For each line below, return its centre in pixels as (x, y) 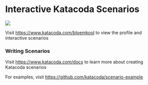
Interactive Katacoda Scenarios (72, 9)
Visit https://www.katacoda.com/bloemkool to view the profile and (73, 32)
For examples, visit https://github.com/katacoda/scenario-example (74, 77)
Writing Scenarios (28, 51)
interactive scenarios (27, 38)
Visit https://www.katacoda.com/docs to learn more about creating (74, 62)
